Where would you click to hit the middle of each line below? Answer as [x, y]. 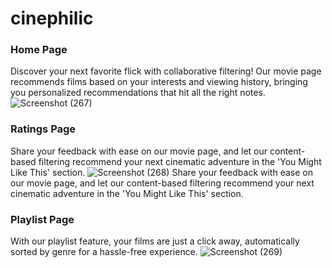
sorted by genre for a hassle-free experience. [104, 252]
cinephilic [52, 18]
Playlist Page [42, 219]
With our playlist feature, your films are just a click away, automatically [155, 241]
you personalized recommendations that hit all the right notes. [138, 93]
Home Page [39, 50]
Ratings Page [43, 129]
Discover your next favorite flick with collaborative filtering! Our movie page [166, 71]
